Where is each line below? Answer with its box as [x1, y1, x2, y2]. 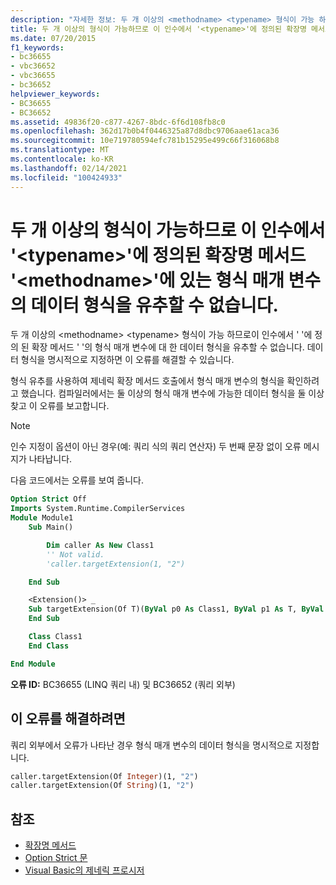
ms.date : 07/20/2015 [10, 33, 97, 43]
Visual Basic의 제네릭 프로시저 [24, 864, 145, 876]
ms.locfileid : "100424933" [10, 172, 123, 183]
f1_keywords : [10, 42, 65, 53]
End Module [10, 659, 56, 669]
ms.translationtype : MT [10, 145, 110, 155]
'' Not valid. [46, 549, 105, 560]
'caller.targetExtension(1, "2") [46, 559, 186, 569]
